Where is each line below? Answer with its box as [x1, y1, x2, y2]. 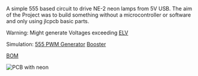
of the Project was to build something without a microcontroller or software [6, 11, 191, 18]
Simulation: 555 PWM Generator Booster [6, 41, 106, 47]
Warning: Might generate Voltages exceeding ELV [6, 29, 129, 36]
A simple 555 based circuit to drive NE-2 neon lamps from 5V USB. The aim [6, 5, 193, 12]
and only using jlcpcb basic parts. [6, 18, 90, 24]
